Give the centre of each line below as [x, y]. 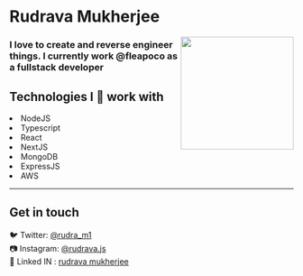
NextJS [34, 147]
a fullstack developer [56, 68]
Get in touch [44, 212]
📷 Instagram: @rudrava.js [58, 248]
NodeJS [36, 118]
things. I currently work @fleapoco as [94, 56]
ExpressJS [41, 166]
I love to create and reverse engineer [91, 45]
